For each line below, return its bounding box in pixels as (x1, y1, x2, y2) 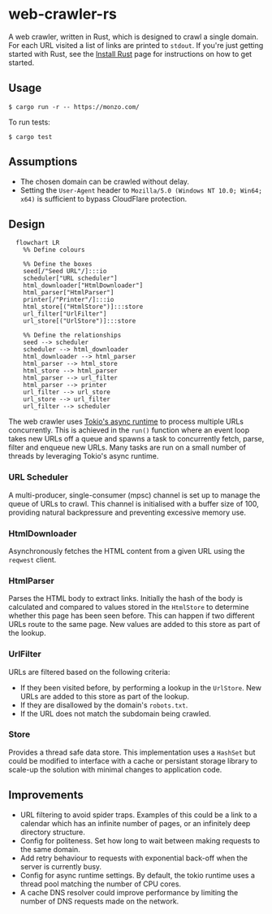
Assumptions (8, 155, 78, 169)
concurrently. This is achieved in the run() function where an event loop (8, 425, 250, 435)
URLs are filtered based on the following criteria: (8, 667, 171, 677)
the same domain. (19, 844, 81, 854)
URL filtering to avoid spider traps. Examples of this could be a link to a (19, 810, 257, 820)
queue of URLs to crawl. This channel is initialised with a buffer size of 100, (8, 498, 259, 508)
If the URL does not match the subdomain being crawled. (19, 708, 211, 718)
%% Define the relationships (23, 331, 122, 340)
